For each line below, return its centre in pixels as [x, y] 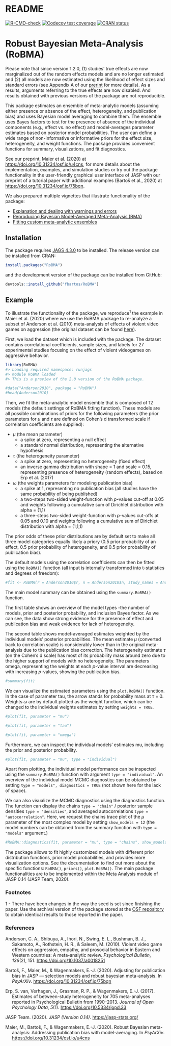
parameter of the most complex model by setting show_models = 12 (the [80, 822]
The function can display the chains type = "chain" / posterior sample [79, 806]
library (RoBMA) [21, 365]
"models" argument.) [27, 833]
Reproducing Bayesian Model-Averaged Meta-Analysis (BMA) [77, 216]
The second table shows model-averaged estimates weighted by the [77, 634]
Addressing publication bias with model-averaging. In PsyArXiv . [98, 1032]
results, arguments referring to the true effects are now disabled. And [78, 90]
